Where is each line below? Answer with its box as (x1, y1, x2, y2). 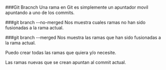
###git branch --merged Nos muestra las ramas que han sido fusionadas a (5, 35, 161, 40)
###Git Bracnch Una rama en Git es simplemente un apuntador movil (5, 5, 149, 10)
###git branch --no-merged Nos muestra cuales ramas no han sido (5, 20, 146, 25)
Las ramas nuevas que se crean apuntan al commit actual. (5, 59, 126, 65)
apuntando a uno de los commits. (5, 10, 75, 16)
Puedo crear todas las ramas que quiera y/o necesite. (5, 50, 117, 55)
